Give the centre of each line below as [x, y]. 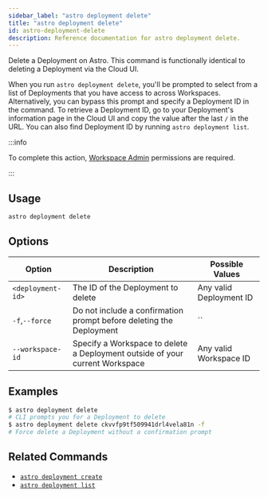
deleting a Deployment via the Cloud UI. [74, 69]
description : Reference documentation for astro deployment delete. [124, 38]
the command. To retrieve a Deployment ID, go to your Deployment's [121, 110]
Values [227, 274]
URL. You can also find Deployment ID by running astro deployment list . [129, 127]
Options [29, 241]
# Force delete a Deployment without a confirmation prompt [110, 432]
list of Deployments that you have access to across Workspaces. [114, 93]
